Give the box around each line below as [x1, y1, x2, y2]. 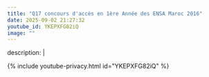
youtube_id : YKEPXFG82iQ [7, 23, 79, 30]
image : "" [7, 29, 36, 37]
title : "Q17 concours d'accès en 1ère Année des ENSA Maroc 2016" [7, 10, 203, 17]
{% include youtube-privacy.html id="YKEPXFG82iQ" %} [7, 62, 170, 70]
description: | [7, 49, 45, 57]
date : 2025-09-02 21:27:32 [7, 17, 85, 24]
